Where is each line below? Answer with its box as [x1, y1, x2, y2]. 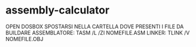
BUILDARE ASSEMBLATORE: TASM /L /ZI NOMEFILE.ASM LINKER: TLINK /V [5, 29, 190, 36]
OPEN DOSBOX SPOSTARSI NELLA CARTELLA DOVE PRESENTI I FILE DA [5, 23, 184, 30]
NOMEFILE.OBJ [5, 35, 44, 42]
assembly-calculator [5, 4, 110, 17]
